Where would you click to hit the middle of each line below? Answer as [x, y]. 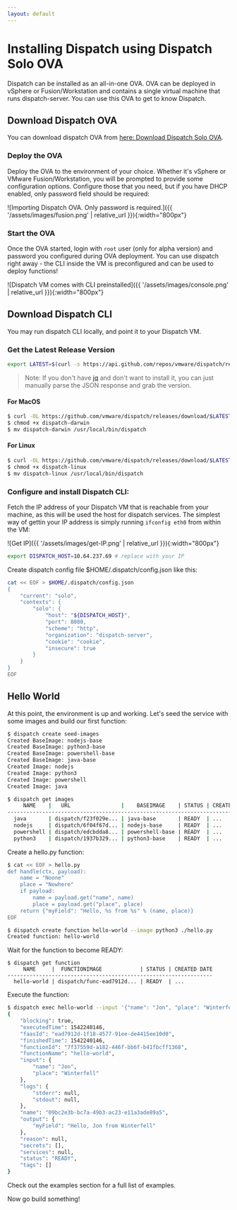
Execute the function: [38, 995]
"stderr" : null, [56, 1093]
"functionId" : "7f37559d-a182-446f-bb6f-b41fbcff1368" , [104, 1047]
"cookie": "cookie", [75, 642]
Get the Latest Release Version [61, 349]
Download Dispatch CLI [60, 315]
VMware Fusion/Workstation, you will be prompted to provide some [105, 179]
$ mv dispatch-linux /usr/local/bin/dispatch [75, 474]
